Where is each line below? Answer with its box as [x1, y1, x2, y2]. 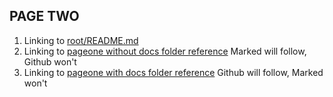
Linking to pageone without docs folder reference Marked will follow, [23, 45, 307, 57]
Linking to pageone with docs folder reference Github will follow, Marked [23, 66, 324, 78]
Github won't [23, 55, 77, 68]
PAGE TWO [9, 8, 80, 25]
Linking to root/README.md [23, 34, 139, 46]
